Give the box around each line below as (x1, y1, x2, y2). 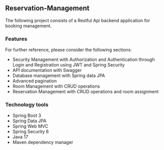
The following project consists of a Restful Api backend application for (5, 17, 150, 23)
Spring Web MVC (12, 123, 49, 129)
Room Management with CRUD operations (12, 83, 100, 90)
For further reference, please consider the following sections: (5, 47, 132, 53)
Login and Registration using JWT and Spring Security (12, 62, 125, 68)
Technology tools (5, 101, 49, 108)
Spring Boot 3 (12, 113, 42, 119)
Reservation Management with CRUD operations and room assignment (12, 89, 159, 95)
